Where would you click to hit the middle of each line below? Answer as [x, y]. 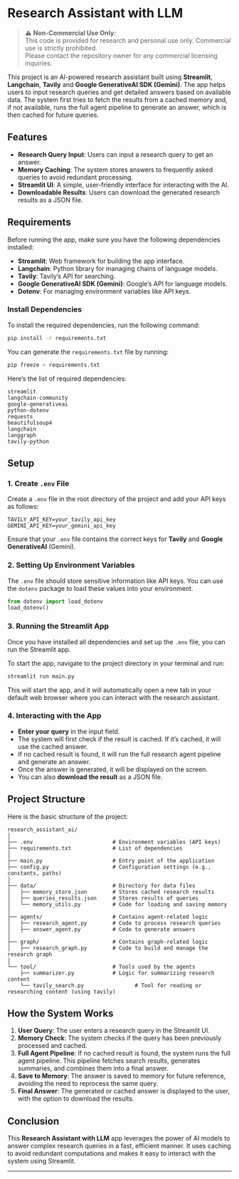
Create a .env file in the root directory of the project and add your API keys [117, 499]
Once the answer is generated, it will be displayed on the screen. [113, 769]
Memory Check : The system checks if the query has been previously [119, 1038]
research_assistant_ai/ [43, 829]
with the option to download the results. [76, 1098]
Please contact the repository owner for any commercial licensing [121, 56]
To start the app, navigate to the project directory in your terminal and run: [116, 663]
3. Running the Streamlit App [58, 627]
